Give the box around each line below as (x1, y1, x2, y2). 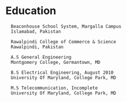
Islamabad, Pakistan (11, 28, 61, 35)
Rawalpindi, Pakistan (11, 44, 64, 50)
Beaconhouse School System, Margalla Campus (11, 23, 122, 29)
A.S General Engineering (11, 54, 72, 60)
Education (5, 4, 56, 18)
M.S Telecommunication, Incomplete (11, 85, 98, 91)
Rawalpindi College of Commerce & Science (11, 39, 116, 45)
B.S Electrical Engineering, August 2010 (11, 69, 114, 76)
